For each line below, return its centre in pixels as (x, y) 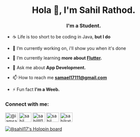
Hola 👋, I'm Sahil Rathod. (84, 10)
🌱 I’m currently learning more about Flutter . (57, 58)
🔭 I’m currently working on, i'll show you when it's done (69, 48)
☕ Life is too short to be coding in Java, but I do (61, 37)
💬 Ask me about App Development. (49, 68)
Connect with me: (27, 104)
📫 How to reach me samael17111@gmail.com (60, 78)
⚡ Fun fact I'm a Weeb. (36, 90)
